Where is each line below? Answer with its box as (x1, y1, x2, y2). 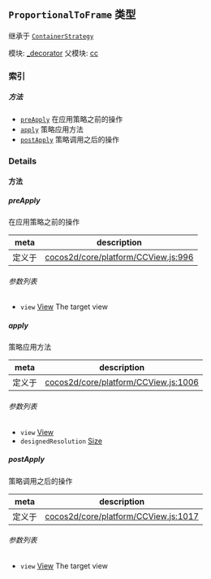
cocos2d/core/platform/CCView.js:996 (45, 251, 194, 263)
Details (8, 155, 37, 167)
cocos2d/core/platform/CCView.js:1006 (45, 377, 199, 388)
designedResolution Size (19, 436, 103, 446)
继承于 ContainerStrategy (8, 31, 94, 41)
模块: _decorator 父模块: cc (8, 48, 99, 58)
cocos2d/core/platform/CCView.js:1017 (45, 511, 199, 522)
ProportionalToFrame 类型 (8, 7, 136, 22)
